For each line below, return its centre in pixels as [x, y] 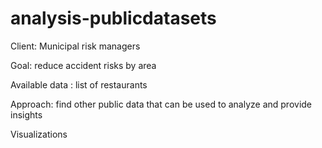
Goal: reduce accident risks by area [83, 65]
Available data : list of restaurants [79, 84]
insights [26, 114]
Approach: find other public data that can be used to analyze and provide [161, 104]
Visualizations [39, 134]
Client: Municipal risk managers [75, 46]
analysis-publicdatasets [113, 18]
